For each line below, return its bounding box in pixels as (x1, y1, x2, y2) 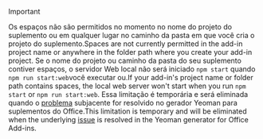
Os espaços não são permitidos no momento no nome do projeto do (8, 22, 233, 31)
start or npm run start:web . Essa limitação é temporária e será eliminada (8, 90, 249, 98)
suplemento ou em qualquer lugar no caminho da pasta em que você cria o (8, 31, 255, 40)
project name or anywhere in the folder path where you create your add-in (8, 48, 253, 56)
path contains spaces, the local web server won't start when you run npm (8, 81, 247, 91)
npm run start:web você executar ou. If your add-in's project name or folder (8, 73, 253, 82)
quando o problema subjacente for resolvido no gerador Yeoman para (8, 98, 237, 107)
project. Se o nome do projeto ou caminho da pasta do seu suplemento (8, 56, 241, 65)
